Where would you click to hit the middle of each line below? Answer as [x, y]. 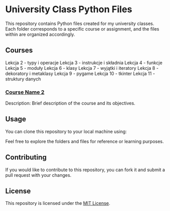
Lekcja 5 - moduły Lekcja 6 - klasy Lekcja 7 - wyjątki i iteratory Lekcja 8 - [82, 68]
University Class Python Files [69, 9]
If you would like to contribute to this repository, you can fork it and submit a [85, 170]
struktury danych [23, 79]
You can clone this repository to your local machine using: [66, 131]
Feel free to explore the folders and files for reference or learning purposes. [85, 141]
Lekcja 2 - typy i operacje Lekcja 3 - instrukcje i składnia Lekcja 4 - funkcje [84, 63]
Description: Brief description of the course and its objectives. [70, 103]
